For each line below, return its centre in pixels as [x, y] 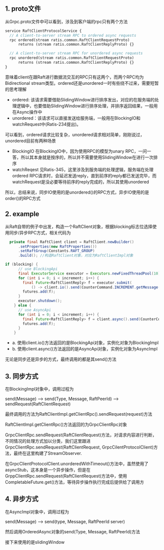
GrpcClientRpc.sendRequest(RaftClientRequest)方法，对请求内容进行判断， [81, 435]
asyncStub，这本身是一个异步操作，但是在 [48, 470]
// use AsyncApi [34, 310]
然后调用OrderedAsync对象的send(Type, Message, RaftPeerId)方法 [73, 531]
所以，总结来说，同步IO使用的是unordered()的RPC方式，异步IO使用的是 [77, 192]
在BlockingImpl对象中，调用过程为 [40, 389]
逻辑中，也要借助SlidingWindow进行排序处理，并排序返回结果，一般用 [87, 106]
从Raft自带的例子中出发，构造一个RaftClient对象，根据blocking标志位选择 [79, 226]
